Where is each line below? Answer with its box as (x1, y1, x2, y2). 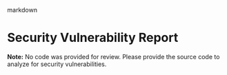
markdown (7, 6, 38, 14)
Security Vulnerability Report (7, 30, 179, 45)
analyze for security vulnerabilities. (7, 60, 107, 68)
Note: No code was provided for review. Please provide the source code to (7, 52, 220, 61)
